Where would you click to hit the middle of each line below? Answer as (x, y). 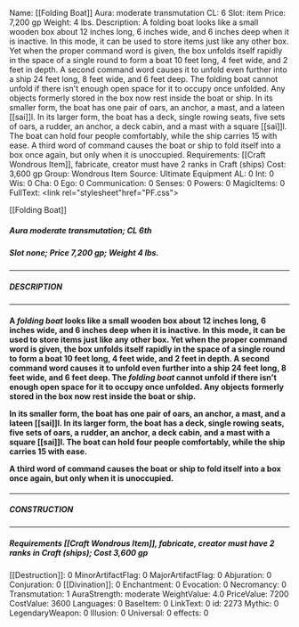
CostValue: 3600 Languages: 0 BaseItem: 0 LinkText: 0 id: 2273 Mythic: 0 (144, 604)
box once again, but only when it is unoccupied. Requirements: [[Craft (137, 155)
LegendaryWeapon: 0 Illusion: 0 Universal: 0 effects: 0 (109, 613)
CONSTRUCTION (41, 509)
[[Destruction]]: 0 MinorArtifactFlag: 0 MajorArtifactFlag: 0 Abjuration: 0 (141, 575)
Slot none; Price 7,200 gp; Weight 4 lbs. (84, 252)
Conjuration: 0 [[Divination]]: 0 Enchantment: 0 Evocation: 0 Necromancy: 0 (148, 585)
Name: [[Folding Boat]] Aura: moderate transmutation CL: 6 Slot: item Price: (148, 13)
